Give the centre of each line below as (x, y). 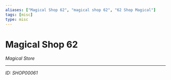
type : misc (17, 19)
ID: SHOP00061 (22, 73)
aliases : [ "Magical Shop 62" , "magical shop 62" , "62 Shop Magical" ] (81, 10)
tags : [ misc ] (19, 15)
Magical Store (20, 58)
